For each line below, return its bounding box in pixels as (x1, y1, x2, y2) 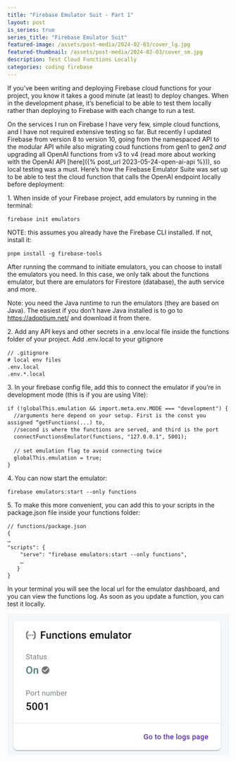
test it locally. (7, 599, 46, 608)
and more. (7, 284, 37, 293)
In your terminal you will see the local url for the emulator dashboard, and (7, 585, 220, 593)
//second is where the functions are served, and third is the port (13, 426, 219, 433)
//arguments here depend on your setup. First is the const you (13, 412, 206, 419)
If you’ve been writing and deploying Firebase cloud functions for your (7, 83, 212, 92)
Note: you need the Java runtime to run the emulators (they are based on (7, 299, 220, 307)
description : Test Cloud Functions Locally (7, 56, 137, 64)
